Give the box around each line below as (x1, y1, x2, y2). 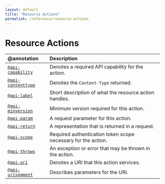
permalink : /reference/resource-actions (5, 16, 89, 21)
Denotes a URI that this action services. (50, 159, 140, 166)
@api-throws (7, 149, 36, 155)
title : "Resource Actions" (5, 12, 60, 17)
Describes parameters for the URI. (50, 169, 129, 176)
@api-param (7, 116, 33, 121)
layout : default (5, 7, 38, 12)
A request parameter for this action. (50, 115, 132, 122)
